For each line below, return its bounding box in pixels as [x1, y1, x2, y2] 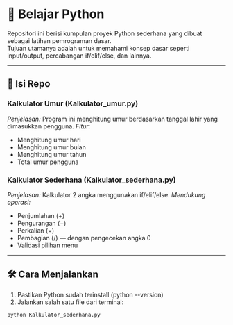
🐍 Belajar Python [7, 6, 105, 22]
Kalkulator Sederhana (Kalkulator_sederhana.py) [7, 175, 176, 185]
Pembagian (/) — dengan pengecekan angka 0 [17, 233, 151, 242]
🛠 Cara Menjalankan [7, 269, 99, 281]
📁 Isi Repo [7, 78, 51, 90]
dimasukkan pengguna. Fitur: [7, 122, 91, 131]
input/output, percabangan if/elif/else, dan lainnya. [7, 51, 152, 60]
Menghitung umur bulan [17, 142, 87, 151]
